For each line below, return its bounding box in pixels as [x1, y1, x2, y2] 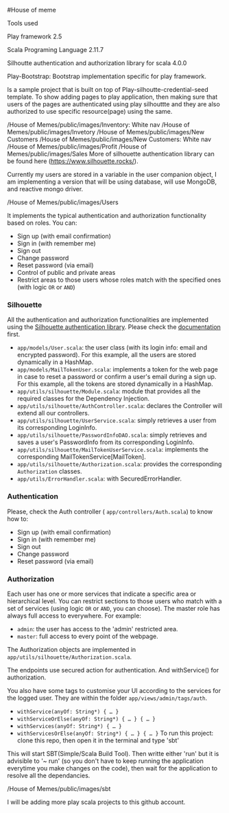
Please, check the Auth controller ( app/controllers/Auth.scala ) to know [7, 507, 213, 515]
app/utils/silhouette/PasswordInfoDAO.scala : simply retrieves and [16, 431, 207, 439]
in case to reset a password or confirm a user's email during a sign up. [16, 373, 217, 381]
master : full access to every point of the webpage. [16, 632, 159, 640]
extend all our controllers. [16, 409, 90, 417]
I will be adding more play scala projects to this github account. [7, 798, 186, 806]
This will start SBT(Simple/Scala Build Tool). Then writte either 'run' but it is [7, 749, 219, 757]
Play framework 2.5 [7, 32, 62, 40]
